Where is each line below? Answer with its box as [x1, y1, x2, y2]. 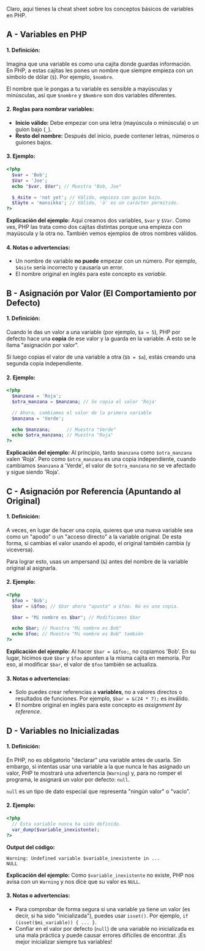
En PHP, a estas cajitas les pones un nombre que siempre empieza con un [6, 67, 193, 74]
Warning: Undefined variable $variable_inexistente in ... [6, 855, 160, 862]
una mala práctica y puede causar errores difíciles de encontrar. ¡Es [15, 931, 187, 939]
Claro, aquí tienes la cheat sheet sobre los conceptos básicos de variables [6, 6, 194, 12]
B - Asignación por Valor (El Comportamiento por [6, 288, 197, 299]
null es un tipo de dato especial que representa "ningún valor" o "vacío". [6, 788, 191, 795]
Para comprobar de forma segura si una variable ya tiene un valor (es [15, 905, 191, 912]
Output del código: [6, 843, 55, 851]
